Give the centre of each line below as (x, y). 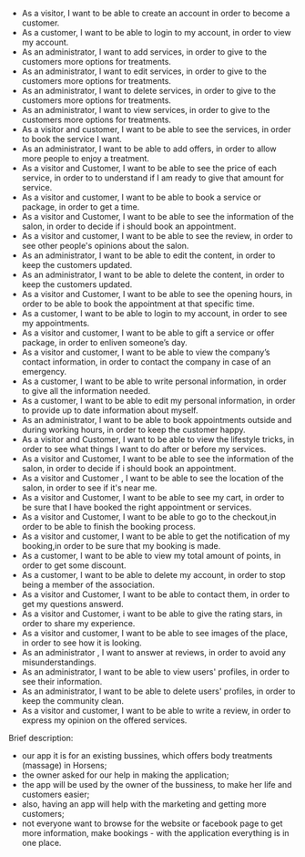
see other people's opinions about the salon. (105, 246)
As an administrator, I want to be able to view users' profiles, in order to (156, 672)
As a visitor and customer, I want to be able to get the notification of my (156, 536)
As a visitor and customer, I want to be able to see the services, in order (157, 129)
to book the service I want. (71, 139)
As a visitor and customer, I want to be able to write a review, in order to (156, 711)
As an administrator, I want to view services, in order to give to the (146, 110)
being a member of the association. (88, 584)
